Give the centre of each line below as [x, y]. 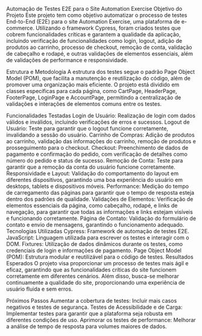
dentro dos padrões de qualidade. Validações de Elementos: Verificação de [100, 199]
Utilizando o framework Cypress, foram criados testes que [108, 28]
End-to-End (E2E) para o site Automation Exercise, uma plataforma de [93, 21]
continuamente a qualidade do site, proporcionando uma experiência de [96, 283]
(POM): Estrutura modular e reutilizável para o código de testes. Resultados [100, 257]
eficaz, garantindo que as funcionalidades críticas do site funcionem [91, 270]
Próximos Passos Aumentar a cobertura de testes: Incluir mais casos [92, 301]
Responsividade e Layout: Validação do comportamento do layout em [93, 173]
